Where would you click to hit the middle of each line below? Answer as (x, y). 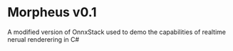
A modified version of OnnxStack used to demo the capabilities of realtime (117, 32)
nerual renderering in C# (43, 39)
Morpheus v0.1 (52, 12)
